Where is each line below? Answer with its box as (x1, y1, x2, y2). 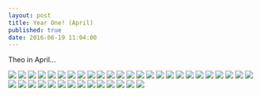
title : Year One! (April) (8, 19, 93, 27)
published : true (8, 26, 62, 34)
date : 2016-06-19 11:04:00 (8, 33, 97, 42)
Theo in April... (8, 55, 56, 65)
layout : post (8, 11, 51, 20)
